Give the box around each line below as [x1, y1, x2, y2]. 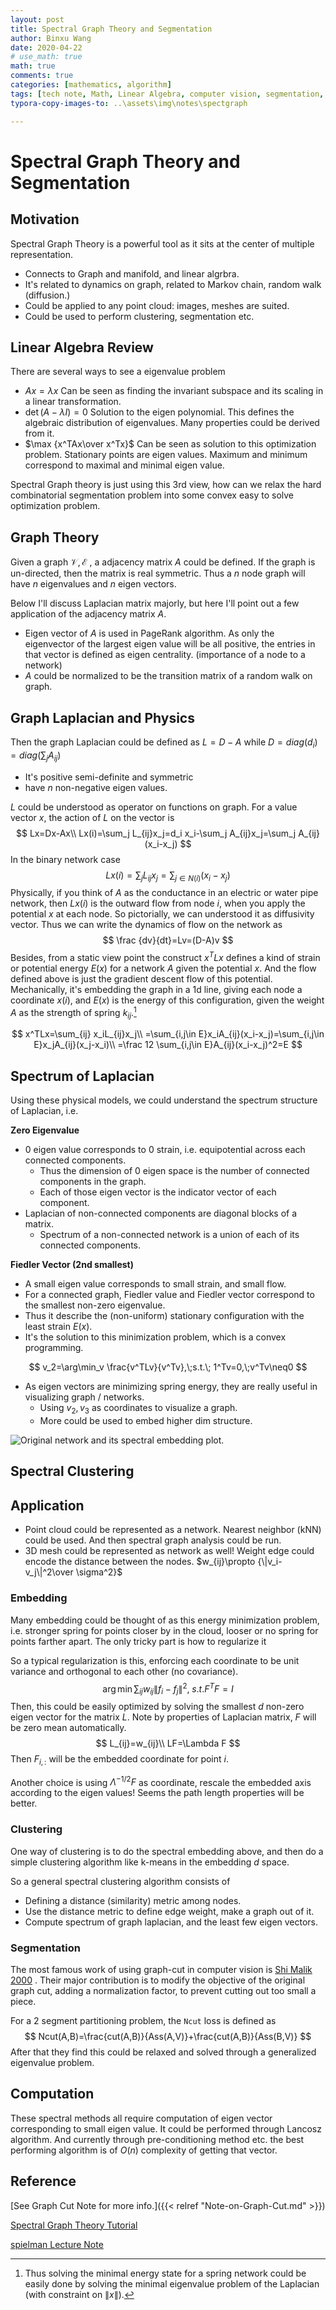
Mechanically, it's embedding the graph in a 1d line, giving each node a [10, 983, 303, 995]
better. [10, 1797, 38, 1810]
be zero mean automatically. [10, 1722, 127, 1733]
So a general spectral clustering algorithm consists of [10, 1875, 231, 1887]
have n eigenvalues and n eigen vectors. [10, 578, 177, 590]
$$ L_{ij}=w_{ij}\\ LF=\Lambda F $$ [95, 1737, 241, 1749]
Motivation [10, 211, 80, 228]
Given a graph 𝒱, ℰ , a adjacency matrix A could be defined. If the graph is [10, 556, 316, 568]
